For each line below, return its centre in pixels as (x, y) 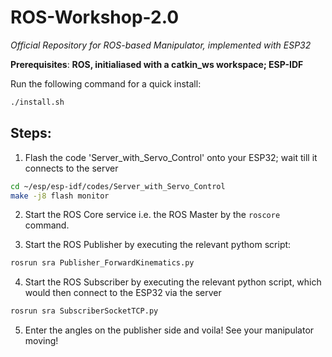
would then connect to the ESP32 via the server (123, 293)
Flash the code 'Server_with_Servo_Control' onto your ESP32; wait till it (171, 157)
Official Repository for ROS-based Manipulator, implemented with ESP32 (161, 45)
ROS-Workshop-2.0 (95, 17)
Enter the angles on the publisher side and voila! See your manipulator (169, 330)
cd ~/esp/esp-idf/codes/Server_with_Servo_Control (118, 186)
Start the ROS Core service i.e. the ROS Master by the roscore (152, 215)
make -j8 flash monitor (60, 196)
